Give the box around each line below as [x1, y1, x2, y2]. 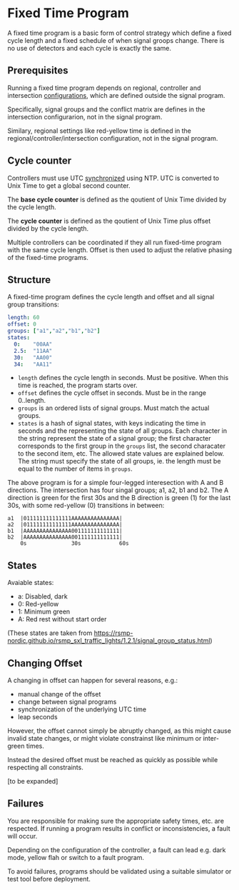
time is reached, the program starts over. [17, 381, 138, 390]
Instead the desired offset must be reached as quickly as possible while [7, 756, 218, 764]
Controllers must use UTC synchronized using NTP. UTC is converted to [7, 174, 220, 182]
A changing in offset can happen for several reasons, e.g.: [7, 676, 178, 684]
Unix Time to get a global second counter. [7, 181, 131, 190]
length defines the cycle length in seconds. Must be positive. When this [17, 374, 229, 382]
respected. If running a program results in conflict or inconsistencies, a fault [7, 824, 230, 833]
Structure [7, 274, 51, 286]
